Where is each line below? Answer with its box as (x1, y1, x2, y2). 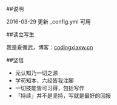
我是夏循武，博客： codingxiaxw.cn (6, 44, 93, 51)
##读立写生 (6, 31, 35, 38)
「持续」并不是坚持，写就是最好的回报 (15, 92, 111, 99)
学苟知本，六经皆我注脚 (15, 77, 74, 84)
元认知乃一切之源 (15, 69, 58, 77)
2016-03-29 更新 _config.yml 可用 (6, 18, 91, 25)
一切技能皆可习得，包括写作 (15, 84, 85, 92)
